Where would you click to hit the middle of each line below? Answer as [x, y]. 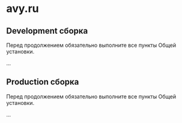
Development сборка [47, 31]
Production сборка [43, 82]
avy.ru [23, 9]
